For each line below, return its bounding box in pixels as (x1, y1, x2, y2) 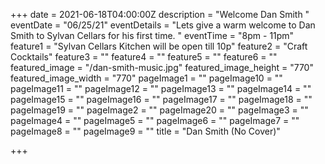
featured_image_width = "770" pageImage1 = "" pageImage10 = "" (10, 72, 283, 84)
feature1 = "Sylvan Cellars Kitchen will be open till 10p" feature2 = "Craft (10, 40, 308, 52)
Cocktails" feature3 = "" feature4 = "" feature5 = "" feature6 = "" (10, 51, 278, 63)
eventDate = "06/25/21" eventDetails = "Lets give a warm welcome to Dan (10, 19, 316, 31)
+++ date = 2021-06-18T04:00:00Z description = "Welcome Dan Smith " (10, 9, 310, 20)
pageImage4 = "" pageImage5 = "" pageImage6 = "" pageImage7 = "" (10, 115, 300, 126)
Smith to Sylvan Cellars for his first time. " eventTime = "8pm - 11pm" (10, 30, 295, 41)
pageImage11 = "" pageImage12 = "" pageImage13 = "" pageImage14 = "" (10, 83, 312, 94)
